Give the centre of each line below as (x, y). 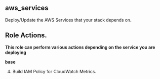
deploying (16, 52)
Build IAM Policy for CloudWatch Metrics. (54, 71)
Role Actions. (26, 36)
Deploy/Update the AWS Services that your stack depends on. (68, 20)
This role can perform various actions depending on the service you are (80, 47)
